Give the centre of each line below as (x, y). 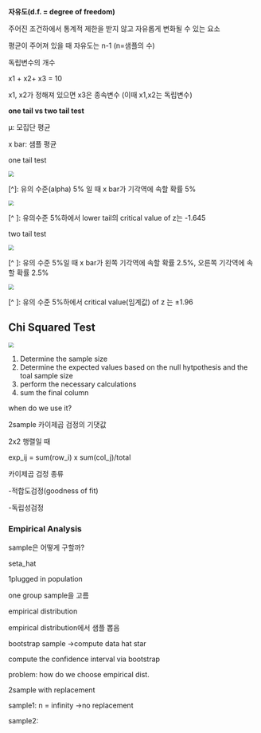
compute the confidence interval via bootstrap (84, 659)
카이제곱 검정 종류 (36, 474)
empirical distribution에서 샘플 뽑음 (64, 627)
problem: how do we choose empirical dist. (79, 674)
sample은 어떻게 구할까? (47, 547)
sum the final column (54, 393)
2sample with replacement (52, 690)
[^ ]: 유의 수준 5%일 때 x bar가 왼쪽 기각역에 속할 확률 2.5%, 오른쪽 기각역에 (127, 263)
